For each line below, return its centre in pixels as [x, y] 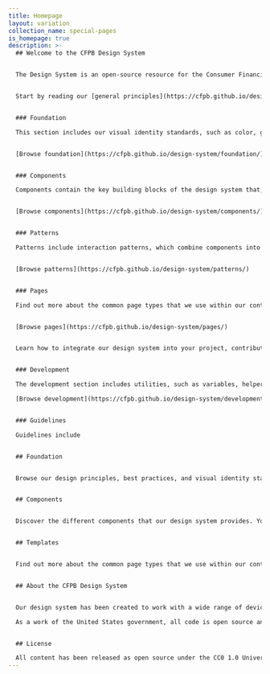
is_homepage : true [39, 38]
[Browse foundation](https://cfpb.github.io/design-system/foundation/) [140, 154]
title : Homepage [35, 16]
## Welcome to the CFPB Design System [81, 53]
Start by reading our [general [68, 97]
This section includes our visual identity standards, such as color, [136, 132]
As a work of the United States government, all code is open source [134, 622]
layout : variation [39, 23]
